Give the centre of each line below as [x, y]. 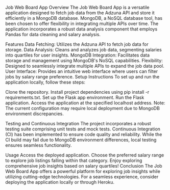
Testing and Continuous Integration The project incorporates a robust [78, 124]
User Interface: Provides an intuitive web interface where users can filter [82, 71]
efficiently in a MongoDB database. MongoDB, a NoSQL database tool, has [84, 18]
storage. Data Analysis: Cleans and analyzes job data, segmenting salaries [83, 50]
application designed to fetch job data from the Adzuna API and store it [80, 13]
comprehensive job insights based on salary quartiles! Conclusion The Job [84, 166]
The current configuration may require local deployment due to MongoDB [82, 108]
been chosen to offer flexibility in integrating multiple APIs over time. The [82, 23]
